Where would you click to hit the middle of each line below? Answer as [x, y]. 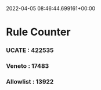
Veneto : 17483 [28, 66]
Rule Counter [38, 32]
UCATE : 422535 [30, 50]
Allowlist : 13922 [30, 81]
